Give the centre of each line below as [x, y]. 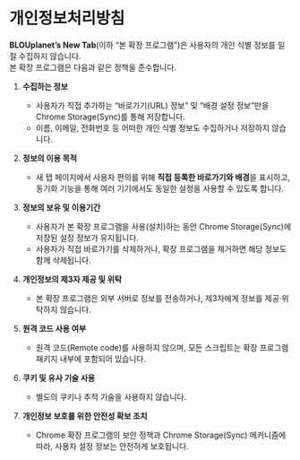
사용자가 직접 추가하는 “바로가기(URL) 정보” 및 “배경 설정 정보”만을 [152, 105]
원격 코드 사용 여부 [54, 328]
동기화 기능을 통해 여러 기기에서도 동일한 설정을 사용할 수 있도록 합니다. [160, 188]
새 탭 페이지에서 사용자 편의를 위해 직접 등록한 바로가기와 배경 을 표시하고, [163, 177]
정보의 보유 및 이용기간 [61, 207]
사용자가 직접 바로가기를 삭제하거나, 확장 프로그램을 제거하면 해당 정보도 [161, 248]
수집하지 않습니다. [50, 56]
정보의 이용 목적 [50, 158]
